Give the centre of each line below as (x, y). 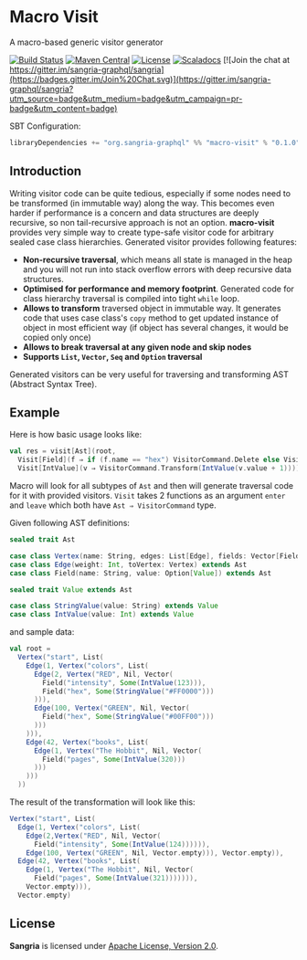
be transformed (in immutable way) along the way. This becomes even (142, 203)
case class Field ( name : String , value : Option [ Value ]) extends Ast (141, 573)
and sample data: (42, 632)
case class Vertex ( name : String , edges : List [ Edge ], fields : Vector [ (145, 556)
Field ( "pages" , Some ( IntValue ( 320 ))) (114, 759)
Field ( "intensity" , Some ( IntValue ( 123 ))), (124, 682)
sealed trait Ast (42, 540)
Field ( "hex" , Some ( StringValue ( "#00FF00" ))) (128, 717)
